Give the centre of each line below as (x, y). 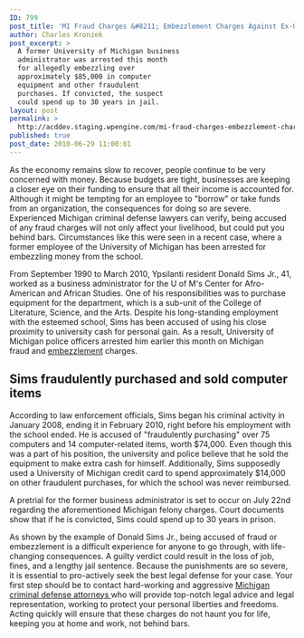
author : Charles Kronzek (56, 34)
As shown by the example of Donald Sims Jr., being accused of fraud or (143, 537)
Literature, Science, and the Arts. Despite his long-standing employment (144, 312)
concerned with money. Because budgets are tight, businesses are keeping (150, 179)
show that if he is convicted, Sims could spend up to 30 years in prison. (142, 519)
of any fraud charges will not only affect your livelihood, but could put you (147, 227)
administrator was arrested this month (93, 60)
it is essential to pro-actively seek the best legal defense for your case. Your (151, 575)
